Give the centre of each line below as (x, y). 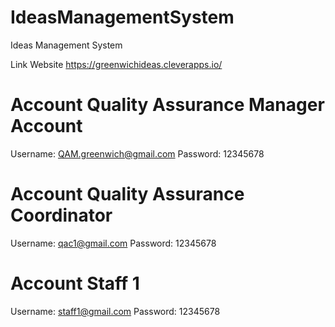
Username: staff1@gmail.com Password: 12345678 (115, 311)
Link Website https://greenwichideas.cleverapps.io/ (116, 64)
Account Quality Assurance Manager (167, 105)
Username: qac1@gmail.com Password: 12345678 (113, 243)
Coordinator (61, 215)
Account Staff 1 (75, 283)
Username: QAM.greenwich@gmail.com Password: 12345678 (137, 153)
